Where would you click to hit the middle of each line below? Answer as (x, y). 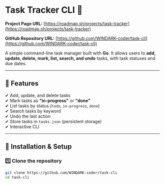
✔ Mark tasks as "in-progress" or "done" (48, 101)
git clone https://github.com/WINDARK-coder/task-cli (61, 173)
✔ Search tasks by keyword (33, 111)
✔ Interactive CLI (22, 127)
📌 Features (22, 84)
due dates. (16, 63)
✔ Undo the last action (28, 116)
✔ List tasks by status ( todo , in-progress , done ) (53, 105)
